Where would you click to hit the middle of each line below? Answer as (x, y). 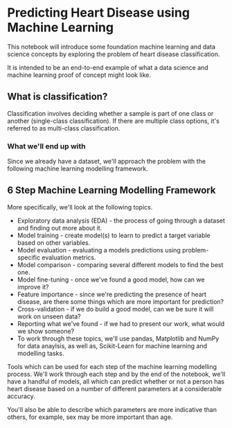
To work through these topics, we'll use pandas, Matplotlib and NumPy (118, 339)
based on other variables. (54, 242)
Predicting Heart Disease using (99, 13)
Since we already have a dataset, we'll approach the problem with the (107, 162)
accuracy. (21, 396)
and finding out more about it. (60, 228)
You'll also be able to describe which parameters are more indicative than (112, 409)
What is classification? (57, 97)
